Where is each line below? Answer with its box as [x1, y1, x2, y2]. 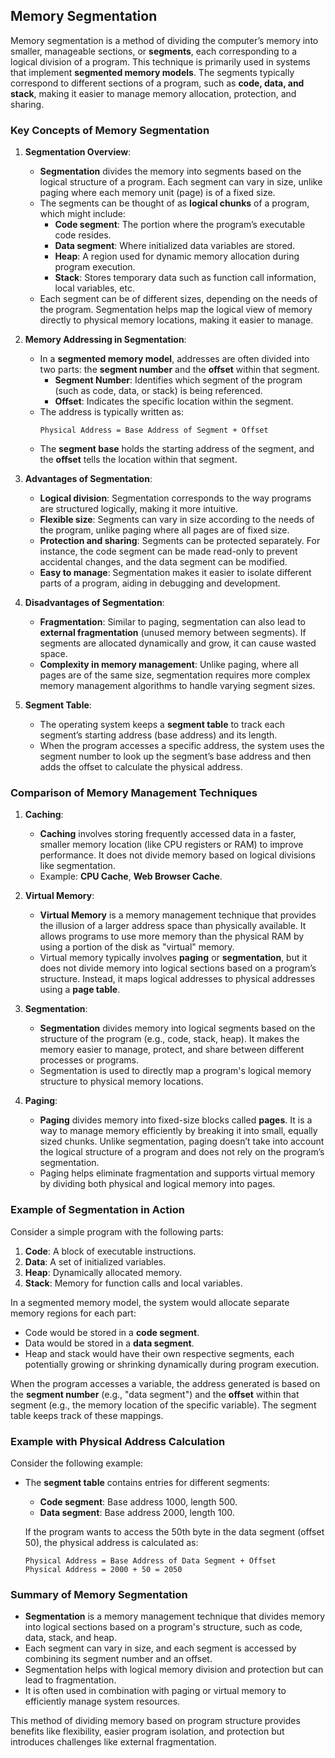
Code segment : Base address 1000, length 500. [39, 1496, 238, 1508]
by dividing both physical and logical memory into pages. [39, 1178, 276, 1190]
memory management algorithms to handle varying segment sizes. [39, 680, 316, 692]
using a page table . [39, 984, 121, 996]
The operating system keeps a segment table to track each [39, 719, 285, 731]
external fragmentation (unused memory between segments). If [39, 627, 307, 639]
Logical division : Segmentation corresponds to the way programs [39, 492, 312, 504]
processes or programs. [39, 1054, 140, 1066]
